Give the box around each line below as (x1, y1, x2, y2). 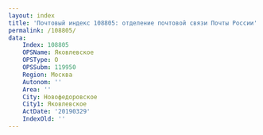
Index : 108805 (22, 41, 69, 49)
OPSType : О (22, 56, 59, 64)
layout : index (8, 11, 56, 20)
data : (8, 33, 26, 42)
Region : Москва (22, 71, 73, 79)
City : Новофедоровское (22, 93, 98, 101)
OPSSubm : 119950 (22, 64, 77, 71)
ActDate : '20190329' (22, 108, 91, 116)
